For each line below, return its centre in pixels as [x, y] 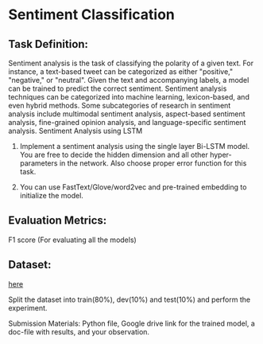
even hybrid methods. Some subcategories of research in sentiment [120, 106]
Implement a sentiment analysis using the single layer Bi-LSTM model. [135, 146]
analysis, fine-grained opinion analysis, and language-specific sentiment [127, 122]
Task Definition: [48, 44]
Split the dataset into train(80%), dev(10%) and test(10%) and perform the [130, 299]
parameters [39, 163]
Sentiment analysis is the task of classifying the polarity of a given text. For [131, 63]
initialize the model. [51, 195]
